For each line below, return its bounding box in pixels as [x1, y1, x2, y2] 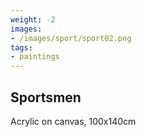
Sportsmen [10, 89, 82, 106]
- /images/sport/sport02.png [10, 33, 132, 43]
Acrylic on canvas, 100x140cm [10, 115, 137, 127]
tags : [10, 42, 33, 53]
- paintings [10, 52, 60, 62]
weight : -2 [10, 14, 56, 25]
